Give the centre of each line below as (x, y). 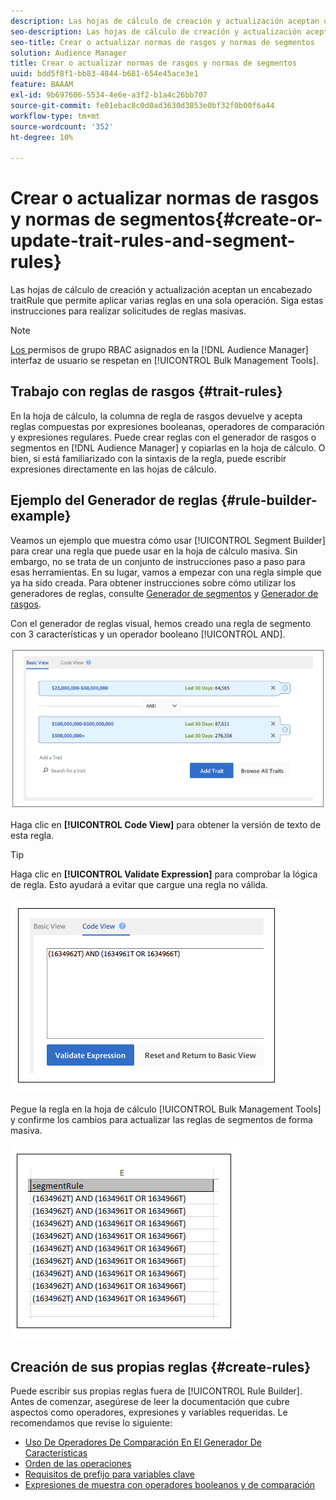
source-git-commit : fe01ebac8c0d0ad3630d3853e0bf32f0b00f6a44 (142, 105)
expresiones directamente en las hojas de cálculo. (113, 469)
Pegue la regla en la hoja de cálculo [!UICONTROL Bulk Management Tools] (166, 1109)
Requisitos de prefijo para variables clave (109, 1474)
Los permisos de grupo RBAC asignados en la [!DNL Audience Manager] (159, 350)
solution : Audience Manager (69, 53)
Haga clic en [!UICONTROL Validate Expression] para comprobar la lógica (164, 874)
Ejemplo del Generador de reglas (114, 500)
